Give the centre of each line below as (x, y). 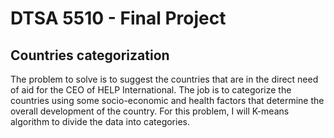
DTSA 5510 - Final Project (118, 18)
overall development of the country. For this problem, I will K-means (150, 111)
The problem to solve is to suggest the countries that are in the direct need (164, 79)
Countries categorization (90, 55)
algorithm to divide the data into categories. (100, 121)
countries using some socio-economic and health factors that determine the (167, 100)
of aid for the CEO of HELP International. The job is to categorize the (151, 90)
